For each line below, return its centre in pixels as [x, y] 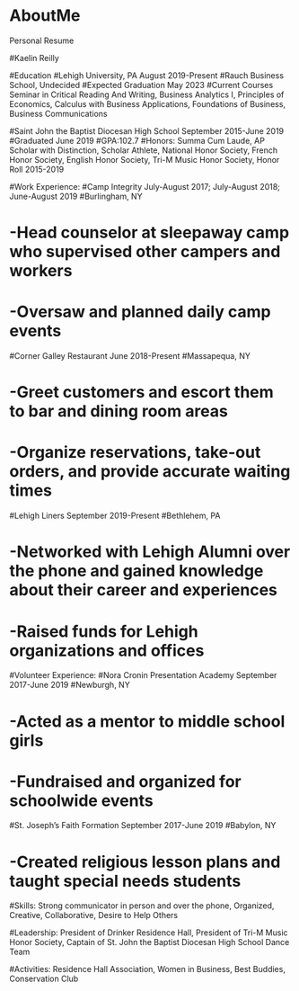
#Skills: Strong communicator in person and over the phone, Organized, [142, 906]
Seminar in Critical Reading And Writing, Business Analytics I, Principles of [147, 94]
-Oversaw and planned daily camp [140, 312]
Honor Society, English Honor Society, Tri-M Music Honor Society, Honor [145, 159]
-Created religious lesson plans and [145, 862]
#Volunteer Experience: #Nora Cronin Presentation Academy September [143, 675]
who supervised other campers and [145, 252]
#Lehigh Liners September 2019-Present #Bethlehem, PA [115, 516]
